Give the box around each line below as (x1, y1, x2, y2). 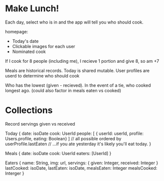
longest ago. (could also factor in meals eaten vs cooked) (5, 87, 121, 93)
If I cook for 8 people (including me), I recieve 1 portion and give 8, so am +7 (5, 58, 160, 64)
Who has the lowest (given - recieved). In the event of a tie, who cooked (5, 82, 151, 88)
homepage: (5, 28, 28, 34)
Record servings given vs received (5, 121, 75, 127)
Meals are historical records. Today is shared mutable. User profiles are (5, 67, 150, 74)
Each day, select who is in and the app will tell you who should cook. (5, 19, 144, 25)
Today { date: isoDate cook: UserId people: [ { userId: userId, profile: (5, 130, 144, 136)
